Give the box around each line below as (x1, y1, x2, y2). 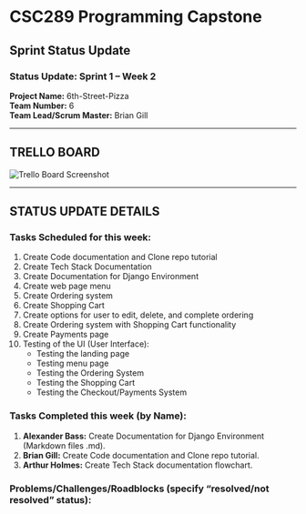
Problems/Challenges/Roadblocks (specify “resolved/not (9, 482, 270, 495)
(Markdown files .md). (22, 439, 107, 451)
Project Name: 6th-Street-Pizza (9, 90, 129, 101)
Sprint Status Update (9, 43, 131, 58)
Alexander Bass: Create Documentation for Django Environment (22, 430, 265, 441)
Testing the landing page (36, 348, 130, 359)
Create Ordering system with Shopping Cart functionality (22, 319, 237, 330)
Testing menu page (36, 358, 109, 369)
